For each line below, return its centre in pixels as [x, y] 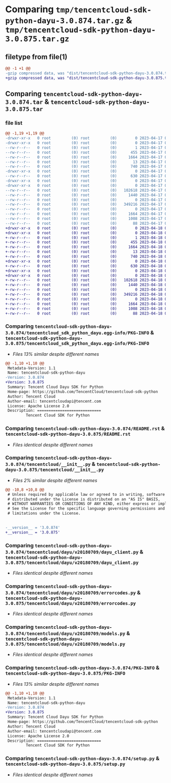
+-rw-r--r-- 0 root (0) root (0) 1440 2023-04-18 [84, 285]
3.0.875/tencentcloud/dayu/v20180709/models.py [65, 644]
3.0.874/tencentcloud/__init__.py [48, 465]
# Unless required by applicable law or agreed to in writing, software [86, 494]
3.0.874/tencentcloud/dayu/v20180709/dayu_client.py [72, 552]
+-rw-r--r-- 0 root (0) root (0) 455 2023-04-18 [84, 242]
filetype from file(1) [36, 57]
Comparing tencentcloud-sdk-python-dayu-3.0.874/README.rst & [85, 429]
